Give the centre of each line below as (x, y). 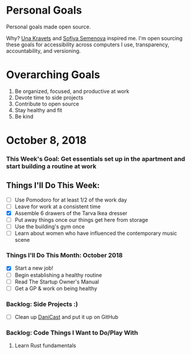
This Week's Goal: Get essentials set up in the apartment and (96, 159)
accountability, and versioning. (43, 50)
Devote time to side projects (49, 97)
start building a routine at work (51, 166)
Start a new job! (34, 268)
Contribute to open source (47, 104)
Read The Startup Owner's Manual (57, 282)
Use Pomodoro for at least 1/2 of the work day (71, 200)
